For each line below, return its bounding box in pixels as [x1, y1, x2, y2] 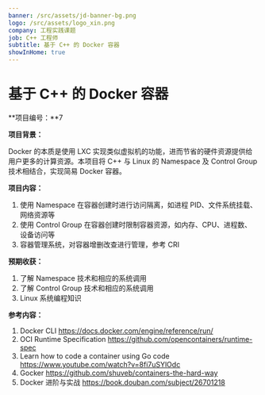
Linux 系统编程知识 [19, 293, 82, 302]
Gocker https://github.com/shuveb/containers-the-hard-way [19, 368, 218, 378]
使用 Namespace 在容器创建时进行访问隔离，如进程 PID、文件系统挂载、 [19, 200, 258, 209]
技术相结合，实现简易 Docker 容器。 [8, 166, 127, 175]
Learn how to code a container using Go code [19, 351, 170, 361]
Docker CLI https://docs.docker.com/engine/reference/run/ [19, 326, 213, 336]
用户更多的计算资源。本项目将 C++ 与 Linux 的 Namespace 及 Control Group [8, 156, 258, 166]
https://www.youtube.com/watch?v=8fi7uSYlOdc [19, 359, 181, 369]
